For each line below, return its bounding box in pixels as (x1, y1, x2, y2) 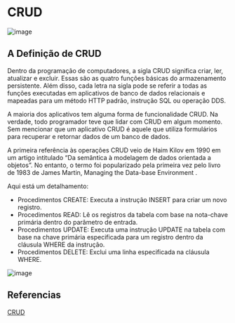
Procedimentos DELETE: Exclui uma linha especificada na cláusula (17, 247, 210, 256)
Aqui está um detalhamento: (7, 182, 89, 190)
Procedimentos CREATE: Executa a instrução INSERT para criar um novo (17, 195, 227, 204)
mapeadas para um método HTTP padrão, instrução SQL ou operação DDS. (7, 96, 227, 105)
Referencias (7, 289, 62, 301)
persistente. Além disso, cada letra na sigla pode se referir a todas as (7, 81, 208, 90)
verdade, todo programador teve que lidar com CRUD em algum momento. (7, 117, 223, 126)
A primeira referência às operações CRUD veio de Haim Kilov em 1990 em (7, 145, 221, 154)
